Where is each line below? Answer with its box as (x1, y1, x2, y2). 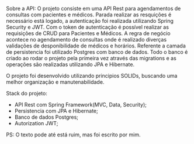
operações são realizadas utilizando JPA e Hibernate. (6, 61, 135, 68)
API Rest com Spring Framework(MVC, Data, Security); (14, 101, 147, 108)
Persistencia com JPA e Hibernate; (14, 108, 98, 114)
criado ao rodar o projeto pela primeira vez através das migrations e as (6, 55, 176, 61)
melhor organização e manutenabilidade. (6, 78, 105, 85)
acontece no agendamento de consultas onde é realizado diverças (6, 36, 167, 43)
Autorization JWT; (14, 120, 58, 126)
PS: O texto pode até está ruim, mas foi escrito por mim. (6, 131, 141, 138)
